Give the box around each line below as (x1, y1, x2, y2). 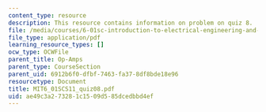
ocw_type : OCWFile (8, 48, 69, 56)
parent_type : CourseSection (8, 63, 101, 71)
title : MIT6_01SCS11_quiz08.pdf (8, 84, 115, 93)
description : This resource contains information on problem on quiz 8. (8, 19, 253, 27)
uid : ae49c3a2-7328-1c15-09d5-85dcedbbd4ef (8, 92, 154, 100)
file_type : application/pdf (8, 33, 101, 42)
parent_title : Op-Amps (8, 56, 83, 64)
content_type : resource (8, 11, 87, 20)
